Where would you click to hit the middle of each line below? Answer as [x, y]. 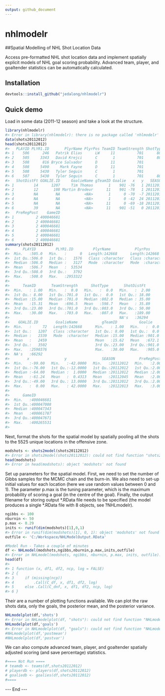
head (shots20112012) [26, 144]
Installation [23, 83]
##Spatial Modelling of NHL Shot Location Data [53, 48]
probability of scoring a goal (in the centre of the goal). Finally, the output [79, 495]
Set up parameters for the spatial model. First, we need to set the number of [82, 474]
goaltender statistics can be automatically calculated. [59, 67]
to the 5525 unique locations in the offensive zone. [56, 442]
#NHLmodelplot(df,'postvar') [35, 638]
